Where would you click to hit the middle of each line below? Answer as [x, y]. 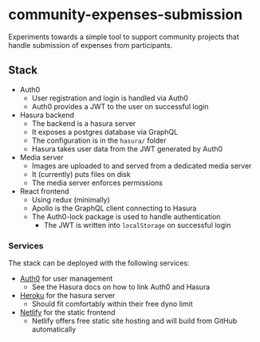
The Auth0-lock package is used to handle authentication [126, 216]
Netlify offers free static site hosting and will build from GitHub [134, 321]
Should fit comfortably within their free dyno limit [112, 304]
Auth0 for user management [66, 279]
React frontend [44, 191]
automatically [54, 329]
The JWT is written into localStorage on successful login [137, 225]
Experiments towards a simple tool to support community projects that [124, 37]
